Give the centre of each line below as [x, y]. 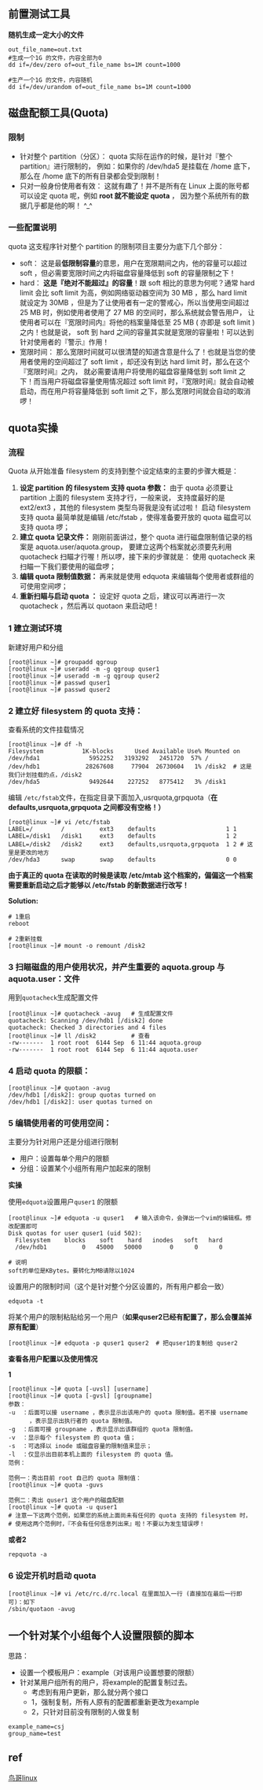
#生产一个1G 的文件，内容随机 [50, 80]
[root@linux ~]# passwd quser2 [59, 689]
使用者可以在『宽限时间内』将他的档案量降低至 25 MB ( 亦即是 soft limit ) [137, 322]
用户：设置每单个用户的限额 [64, 1158]
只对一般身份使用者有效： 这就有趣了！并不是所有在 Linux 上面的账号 [131, 186]
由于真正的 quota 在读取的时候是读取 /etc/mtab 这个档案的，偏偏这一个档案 [131, 875]
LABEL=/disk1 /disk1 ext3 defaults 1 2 [122, 836]
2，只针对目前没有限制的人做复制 [85, 1712]
